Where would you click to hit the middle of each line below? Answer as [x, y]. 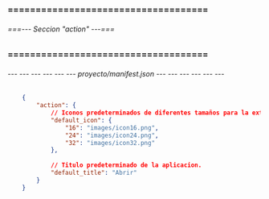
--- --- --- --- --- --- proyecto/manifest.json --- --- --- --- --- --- [116, 73]
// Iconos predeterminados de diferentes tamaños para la [149, 113]
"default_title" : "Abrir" [94, 173]
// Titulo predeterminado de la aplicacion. [126, 165]
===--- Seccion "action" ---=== [61, 29]
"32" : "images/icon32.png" [110, 143]
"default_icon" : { [81, 120]
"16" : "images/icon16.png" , [112, 128]
